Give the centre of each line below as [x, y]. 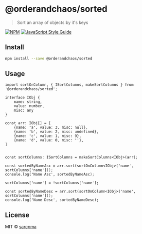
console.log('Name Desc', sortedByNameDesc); [52, 200]
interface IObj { [23, 98]
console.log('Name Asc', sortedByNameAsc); [50, 175]
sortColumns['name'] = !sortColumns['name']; [52, 183]
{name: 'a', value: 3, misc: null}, [51, 128]
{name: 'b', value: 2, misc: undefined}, [56, 132]
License [17, 215]
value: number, [29, 106]
